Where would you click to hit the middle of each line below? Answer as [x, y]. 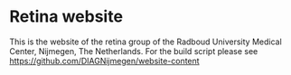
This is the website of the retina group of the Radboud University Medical [145, 42]
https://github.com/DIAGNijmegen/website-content [105, 61]
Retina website [66, 17]
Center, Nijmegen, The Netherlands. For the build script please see [134, 51]
